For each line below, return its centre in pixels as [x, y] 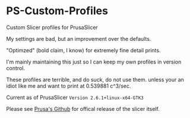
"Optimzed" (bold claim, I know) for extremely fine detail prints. [83, 50]
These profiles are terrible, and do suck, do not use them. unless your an [95, 79]
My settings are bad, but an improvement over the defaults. [79, 39]
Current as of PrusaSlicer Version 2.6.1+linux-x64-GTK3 [75, 97]
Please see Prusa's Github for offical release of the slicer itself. [83, 109]
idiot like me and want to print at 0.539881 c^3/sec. [69, 86]
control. [16, 68]
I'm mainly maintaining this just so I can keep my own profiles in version [94, 62]
